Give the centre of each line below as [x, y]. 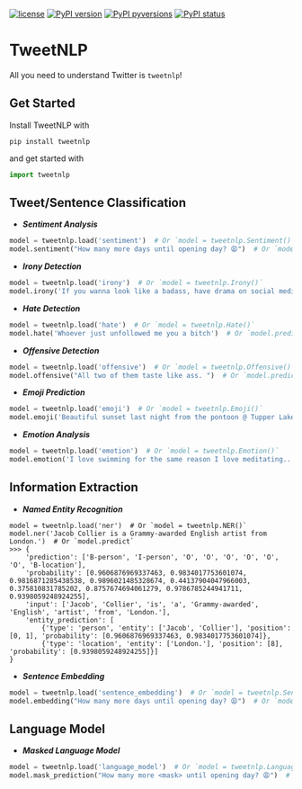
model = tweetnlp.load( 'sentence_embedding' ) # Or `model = [126, 693]
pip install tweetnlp [50, 141]
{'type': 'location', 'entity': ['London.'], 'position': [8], [162, 643]
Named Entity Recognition [72, 509]
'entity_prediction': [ [70, 620]
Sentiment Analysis [60, 224]
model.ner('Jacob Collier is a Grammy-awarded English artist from [138, 533]
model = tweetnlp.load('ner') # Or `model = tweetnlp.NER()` [128, 525]
